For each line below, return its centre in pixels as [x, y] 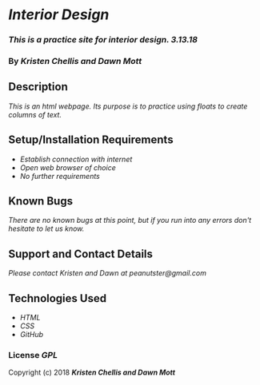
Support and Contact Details [81, 254]
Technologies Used [57, 298]
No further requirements [60, 176]
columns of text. [35, 114]
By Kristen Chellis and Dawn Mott [75, 62]
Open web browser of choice [68, 167]
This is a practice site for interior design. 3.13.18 [103, 40]
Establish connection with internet [76, 159]
